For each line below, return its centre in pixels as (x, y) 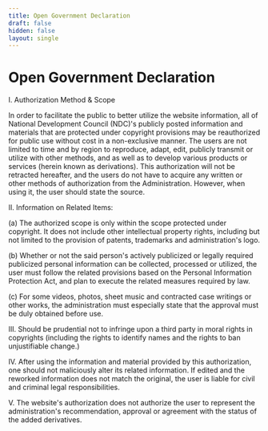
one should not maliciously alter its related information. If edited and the (127, 370)
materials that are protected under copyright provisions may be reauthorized (134, 132)
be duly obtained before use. (56, 314)
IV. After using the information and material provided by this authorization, (130, 362)
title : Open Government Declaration (69, 16)
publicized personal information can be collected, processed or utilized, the (133, 264)
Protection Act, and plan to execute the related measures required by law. (129, 281)
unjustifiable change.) (44, 346)
